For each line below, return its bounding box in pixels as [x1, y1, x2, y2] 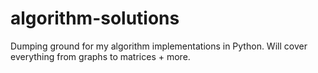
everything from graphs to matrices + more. [10, 50, 191, 62]
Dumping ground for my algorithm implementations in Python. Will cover [10, 40, 308, 52]
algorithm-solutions [10, 7, 180, 30]
